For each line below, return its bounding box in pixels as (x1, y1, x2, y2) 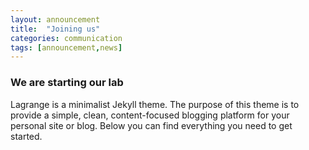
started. (10, 130, 43, 142)
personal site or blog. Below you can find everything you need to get (10, 119, 293, 131)
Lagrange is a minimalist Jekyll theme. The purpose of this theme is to (10, 98, 300, 110)
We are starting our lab (10, 76, 124, 90)
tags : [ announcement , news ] (10, 42, 123, 53)
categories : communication (10, 33, 123, 43)
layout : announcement (10, 14, 101, 25)
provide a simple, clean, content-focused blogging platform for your (10, 109, 290, 121)
